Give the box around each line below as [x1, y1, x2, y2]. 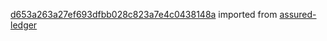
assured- [279, 9, 317, 20]
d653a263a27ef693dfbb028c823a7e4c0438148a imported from [10, 9, 278, 20]
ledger [10, 19, 38, 31]
